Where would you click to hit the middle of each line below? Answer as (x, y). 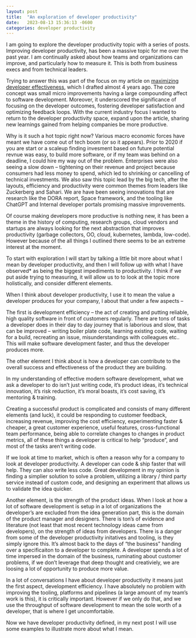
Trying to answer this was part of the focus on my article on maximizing (92, 81)
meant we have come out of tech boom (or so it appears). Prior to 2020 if (94, 142)
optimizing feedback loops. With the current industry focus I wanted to (91, 112)
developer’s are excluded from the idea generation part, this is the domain (95, 513)
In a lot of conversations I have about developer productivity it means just (94, 580)
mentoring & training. (31, 397)
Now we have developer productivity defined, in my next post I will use (91, 623)
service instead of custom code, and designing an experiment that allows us (98, 482)
